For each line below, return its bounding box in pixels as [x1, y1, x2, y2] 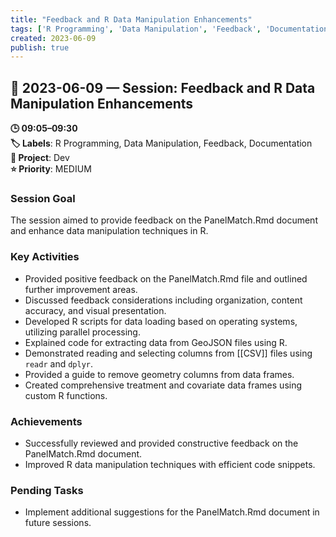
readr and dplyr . [24, 357, 94, 370]
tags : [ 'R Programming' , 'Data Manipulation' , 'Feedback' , [10, 24, 262, 34]
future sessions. [24, 517, 92, 529]
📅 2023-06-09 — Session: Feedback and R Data [10, 79, 316, 96]
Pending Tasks [10, 483, 84, 497]
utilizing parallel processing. [24, 326, 141, 338]
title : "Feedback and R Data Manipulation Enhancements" [10, 14, 253, 25]
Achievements [10, 414, 83, 428]
